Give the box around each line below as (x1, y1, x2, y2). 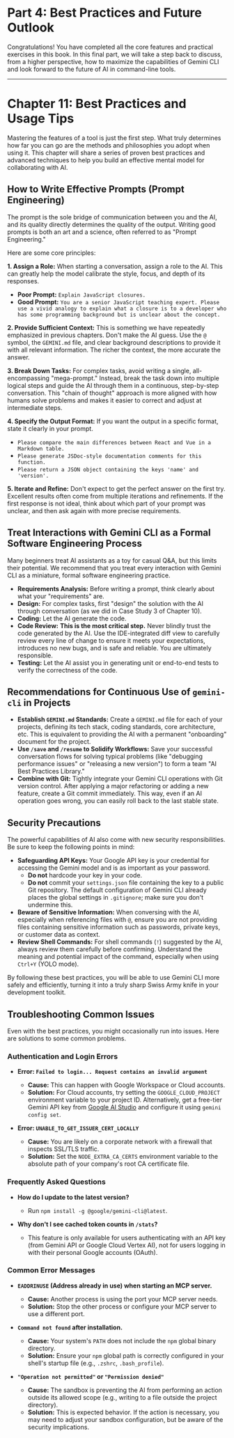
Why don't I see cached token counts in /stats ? (17, 1220, 158, 1228)
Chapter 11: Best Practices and (7, 96, 187, 112)
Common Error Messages (7, 1265, 95, 1275)
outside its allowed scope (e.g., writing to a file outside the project (27, 1393, 217, 1401)
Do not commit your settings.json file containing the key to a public (27, 879, 224, 887)
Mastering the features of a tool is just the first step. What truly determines (7, 134, 221, 142)
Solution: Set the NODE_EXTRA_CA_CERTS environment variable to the (27, 1152, 218, 1161)
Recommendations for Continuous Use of (7, 686, 191, 698)
